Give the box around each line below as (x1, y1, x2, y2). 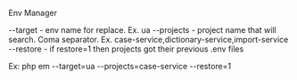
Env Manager (8, 8, 57, 18)
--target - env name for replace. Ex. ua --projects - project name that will (8, 25, 277, 35)
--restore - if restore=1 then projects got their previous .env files (8, 44, 244, 54)
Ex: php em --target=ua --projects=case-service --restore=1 (8, 61, 232, 71)
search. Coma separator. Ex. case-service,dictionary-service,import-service (8, 35, 289, 44)
